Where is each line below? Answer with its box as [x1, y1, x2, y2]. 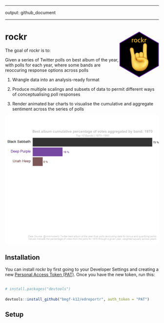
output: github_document [5, 10, 56, 15]
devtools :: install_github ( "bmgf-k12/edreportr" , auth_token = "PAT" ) [5, 297, 150, 302]
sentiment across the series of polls [12, 106, 84, 112]
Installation [5, 253, 40, 262]
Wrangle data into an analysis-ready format [12, 77, 100, 82]
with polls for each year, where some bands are [5, 62, 101, 68]
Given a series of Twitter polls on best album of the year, [5, 57, 119, 62]
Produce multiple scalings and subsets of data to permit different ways [12, 86, 155, 92]
